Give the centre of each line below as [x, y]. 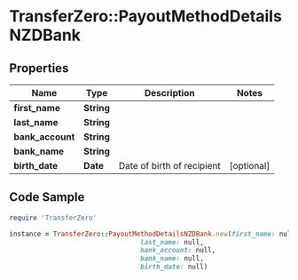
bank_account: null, [178, 251]
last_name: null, [172, 242]
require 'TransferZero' [53, 218]
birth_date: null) [174, 267]
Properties [39, 68]
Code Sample [47, 197]
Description [170, 93]
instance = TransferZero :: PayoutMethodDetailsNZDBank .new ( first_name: [142, 234]
